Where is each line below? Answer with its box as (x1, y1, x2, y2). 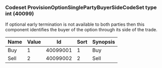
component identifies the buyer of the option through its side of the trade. (5, 27, 157, 33)
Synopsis (92, 39, 115, 46)
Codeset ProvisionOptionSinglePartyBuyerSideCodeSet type (5, 4, 157, 11)
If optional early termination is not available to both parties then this (5, 21, 144, 27)
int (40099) (5, 10, 34, 17)
